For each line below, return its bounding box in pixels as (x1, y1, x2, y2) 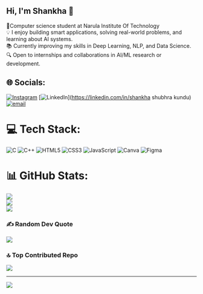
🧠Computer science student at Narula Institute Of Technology (6, 22, 160, 29)
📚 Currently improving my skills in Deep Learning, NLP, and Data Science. (6, 42, 192, 49)
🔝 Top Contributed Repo (6, 250, 79, 259)
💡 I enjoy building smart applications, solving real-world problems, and (6, 28, 182, 36)
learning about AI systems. (6, 35, 73, 42)
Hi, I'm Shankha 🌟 (6, 6, 74, 16)
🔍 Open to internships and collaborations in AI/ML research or (6, 51, 162, 58)
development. (6, 60, 40, 67)
